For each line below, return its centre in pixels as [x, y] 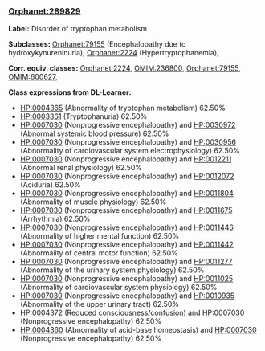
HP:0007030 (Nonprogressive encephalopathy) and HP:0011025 [126, 279]
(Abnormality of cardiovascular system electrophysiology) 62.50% [130, 151]
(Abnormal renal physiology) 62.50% [81, 168]
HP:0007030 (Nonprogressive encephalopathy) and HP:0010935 [127, 296]
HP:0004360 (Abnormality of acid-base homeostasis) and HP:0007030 [138, 330]
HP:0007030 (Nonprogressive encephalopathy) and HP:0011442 [127, 245]
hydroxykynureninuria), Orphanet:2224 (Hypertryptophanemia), [114, 53]
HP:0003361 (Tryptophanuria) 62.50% [84, 116]
